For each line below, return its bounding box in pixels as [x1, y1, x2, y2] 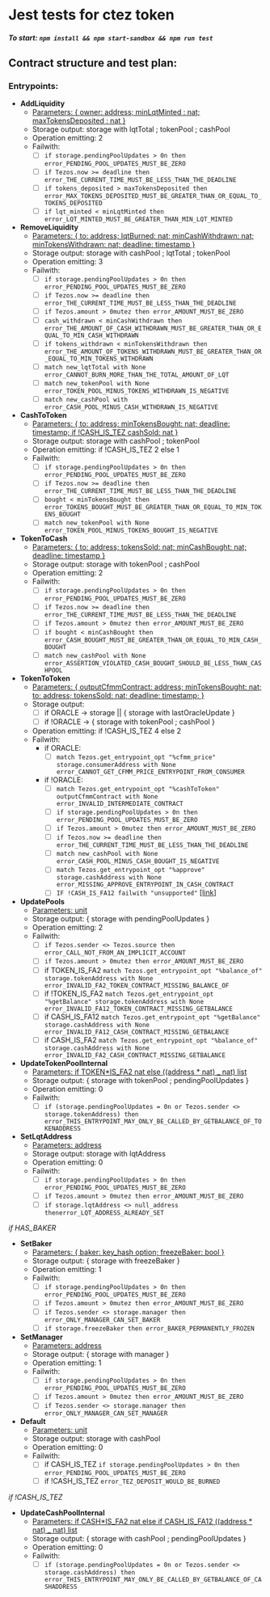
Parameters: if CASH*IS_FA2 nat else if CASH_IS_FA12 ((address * [32, 1516, 253, 1526]
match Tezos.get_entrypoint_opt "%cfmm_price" [56, 753, 217, 761]
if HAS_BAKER [8, 1223, 57, 1233]
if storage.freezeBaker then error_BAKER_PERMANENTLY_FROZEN [44, 1325, 255, 1333]
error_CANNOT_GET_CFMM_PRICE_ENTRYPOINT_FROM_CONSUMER [56, 768, 245, 776]
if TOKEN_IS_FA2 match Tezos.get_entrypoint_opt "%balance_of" [44, 965, 263, 975]
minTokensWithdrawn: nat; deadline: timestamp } [32, 239, 196, 249]
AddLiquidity [19, 99, 65, 108]
